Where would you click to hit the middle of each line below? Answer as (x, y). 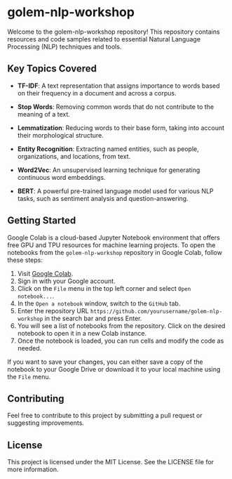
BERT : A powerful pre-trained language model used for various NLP (115, 191)
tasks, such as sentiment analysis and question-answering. (103, 198)
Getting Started (42, 221)
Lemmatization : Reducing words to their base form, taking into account (121, 128)
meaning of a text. (43, 114)
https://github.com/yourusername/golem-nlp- (156, 311)
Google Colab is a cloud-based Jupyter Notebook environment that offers (114, 237)
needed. (29, 348)
